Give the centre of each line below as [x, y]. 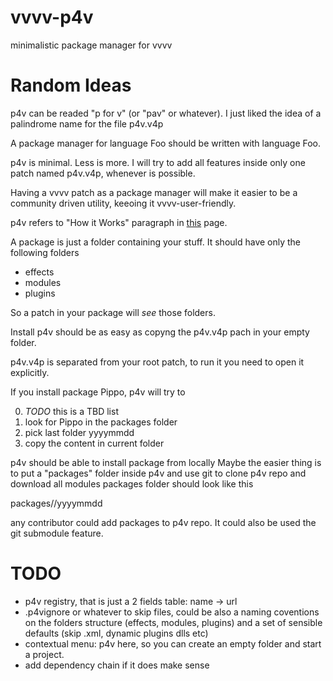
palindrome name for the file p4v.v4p [87, 123]
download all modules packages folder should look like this [132, 483]
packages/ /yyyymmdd [56, 503]
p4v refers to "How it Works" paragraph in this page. [119, 222]
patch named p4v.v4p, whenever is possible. [103, 173]
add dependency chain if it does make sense [117, 665]
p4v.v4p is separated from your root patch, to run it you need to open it [157, 362]
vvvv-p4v [52, 17]
